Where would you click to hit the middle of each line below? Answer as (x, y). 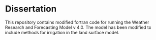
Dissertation (31, 9)
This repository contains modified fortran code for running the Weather (77, 22)
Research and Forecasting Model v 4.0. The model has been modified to (78, 27)
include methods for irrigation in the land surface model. (62, 32)
